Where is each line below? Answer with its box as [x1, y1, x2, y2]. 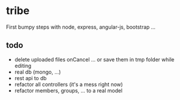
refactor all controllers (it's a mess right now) [14, 81, 123, 88]
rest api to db [14, 74, 47, 81]
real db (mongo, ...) [14, 68, 61, 75]
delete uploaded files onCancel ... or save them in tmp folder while [14, 56, 175, 63]
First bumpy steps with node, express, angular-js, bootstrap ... [6, 23, 156, 30]
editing [14, 62, 32, 69]
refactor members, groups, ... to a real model [14, 87, 123, 94]
